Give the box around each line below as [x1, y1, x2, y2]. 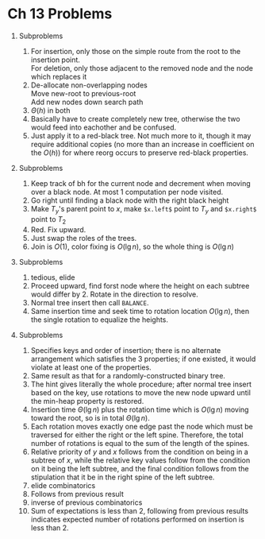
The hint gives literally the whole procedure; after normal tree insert [30, 379, 252, 389]
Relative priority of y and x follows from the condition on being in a [30, 447, 249, 456]
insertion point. [30, 55, 81, 64]
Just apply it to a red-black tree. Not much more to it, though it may [30, 130, 252, 140]
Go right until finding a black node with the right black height [30, 196, 229, 205]
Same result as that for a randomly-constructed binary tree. [30, 370, 225, 380]
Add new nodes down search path [30, 97, 144, 107]
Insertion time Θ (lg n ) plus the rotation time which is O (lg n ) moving [30, 405, 249, 414]
